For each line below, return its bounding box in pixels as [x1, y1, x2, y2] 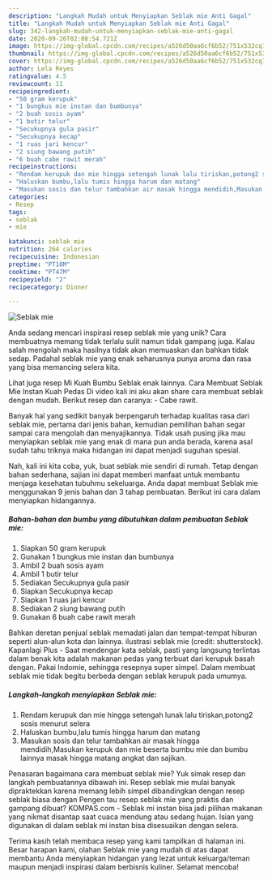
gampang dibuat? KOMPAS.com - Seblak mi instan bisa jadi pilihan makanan [8, 804, 263, 813]
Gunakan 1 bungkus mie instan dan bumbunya [19, 552, 174, 562]
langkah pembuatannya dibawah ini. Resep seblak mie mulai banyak [8, 778, 236, 788]
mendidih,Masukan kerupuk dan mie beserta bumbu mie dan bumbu [19, 745, 249, 754]
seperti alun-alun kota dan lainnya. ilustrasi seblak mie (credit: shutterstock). [8, 637, 263, 646]
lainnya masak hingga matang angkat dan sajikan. [19, 753, 187, 763]
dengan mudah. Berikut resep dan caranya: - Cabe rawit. [8, 395, 198, 406]
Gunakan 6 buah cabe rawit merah [19, 612, 136, 622]
